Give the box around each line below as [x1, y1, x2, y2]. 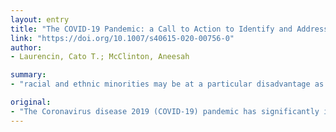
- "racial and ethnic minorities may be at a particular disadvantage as [10, 79, 325, 90]
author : [10, 42, 43, 53]
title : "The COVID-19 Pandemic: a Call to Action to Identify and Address [10, 24, 329, 34]
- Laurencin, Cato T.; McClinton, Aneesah [10, 52, 190, 62]
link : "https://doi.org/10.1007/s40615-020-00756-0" [10, 33, 235, 43]
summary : [10, 70, 47, 80]
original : [10, 97, 52, 107]
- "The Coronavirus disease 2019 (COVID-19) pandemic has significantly [10, 106, 320, 116]
